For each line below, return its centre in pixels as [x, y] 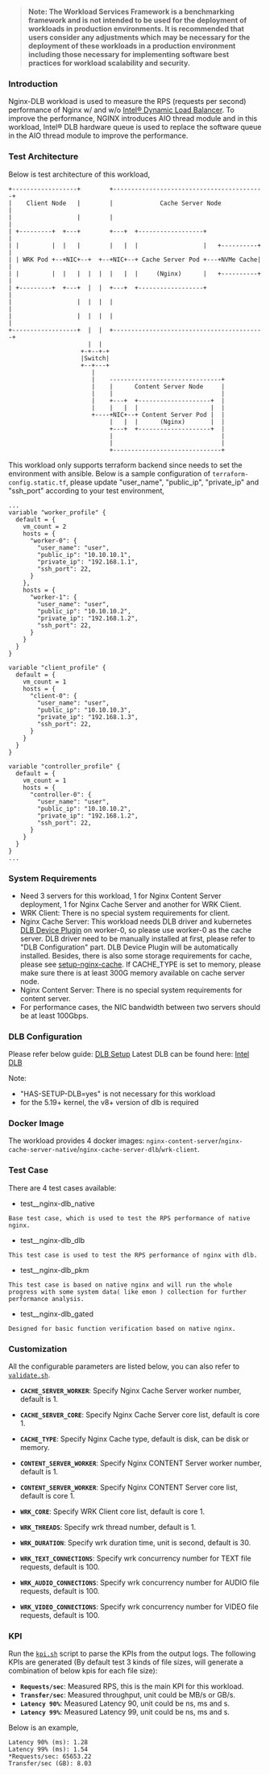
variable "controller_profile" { [64, 766]
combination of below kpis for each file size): [83, 1671]
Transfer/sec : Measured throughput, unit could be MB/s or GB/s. [128, 1695]
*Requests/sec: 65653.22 [50, 1756]
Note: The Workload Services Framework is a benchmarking [131, 12]
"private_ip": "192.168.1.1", [88, 562]
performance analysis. [46, 1299]
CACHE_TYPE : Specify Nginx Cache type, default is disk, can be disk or [134, 1439]
